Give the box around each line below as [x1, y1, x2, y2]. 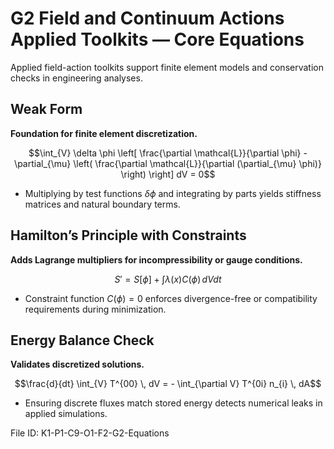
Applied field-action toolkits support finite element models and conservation [10, 61, 324, 73]
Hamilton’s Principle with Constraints [10, 227, 247, 244]
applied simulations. [24, 408, 108, 420]
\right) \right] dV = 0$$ [120, 168, 216, 180]
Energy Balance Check [10, 332, 155, 349]
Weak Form [10, 101, 83, 118]
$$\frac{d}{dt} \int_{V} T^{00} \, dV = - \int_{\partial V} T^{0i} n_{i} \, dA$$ [14, 378, 322, 390]
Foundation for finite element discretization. [10, 127, 198, 139]
